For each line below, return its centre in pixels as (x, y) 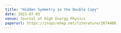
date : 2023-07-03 (23, 14)
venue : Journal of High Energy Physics (45, 18)
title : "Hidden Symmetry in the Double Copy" (52, 9)
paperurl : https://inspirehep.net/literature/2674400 (61, 23)
